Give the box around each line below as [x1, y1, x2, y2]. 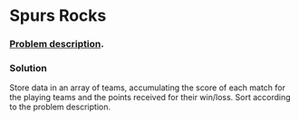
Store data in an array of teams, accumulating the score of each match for [9, 82, 286, 93]
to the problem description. [9, 101, 111, 113]
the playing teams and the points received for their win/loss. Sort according [9, 92, 292, 103]
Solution [9, 62, 48, 75]
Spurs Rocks [9, 5, 107, 26]
